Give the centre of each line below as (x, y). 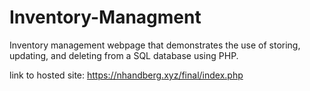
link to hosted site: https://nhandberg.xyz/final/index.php (126, 75)
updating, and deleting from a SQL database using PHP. (124, 55)
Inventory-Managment (105, 17)
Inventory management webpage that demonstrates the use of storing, (155, 45)
